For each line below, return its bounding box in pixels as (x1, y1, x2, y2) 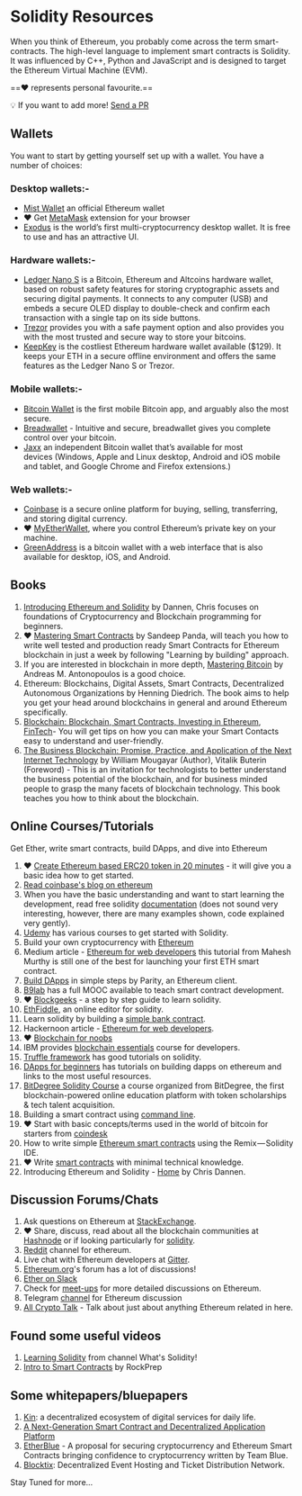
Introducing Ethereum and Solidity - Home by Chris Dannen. (22, 1166, 246, 1176)
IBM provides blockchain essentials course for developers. (22, 1041, 241, 1052)
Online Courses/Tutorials (10, 819, 155, 834)
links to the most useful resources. (22, 1070, 152, 1081)
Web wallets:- (10, 483, 73, 496)
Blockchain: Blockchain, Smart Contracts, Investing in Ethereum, (22, 716, 262, 726)
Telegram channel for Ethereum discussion (22, 1293, 182, 1303)
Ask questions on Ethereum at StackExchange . (22, 1216, 197, 1227)
